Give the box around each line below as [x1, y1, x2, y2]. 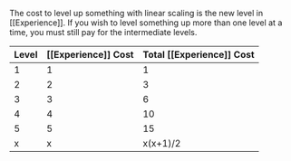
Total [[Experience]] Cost [142, 49, 256, 61]
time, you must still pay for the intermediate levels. [9, 27, 198, 37]
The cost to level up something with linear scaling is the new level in [9, 8, 264, 18]
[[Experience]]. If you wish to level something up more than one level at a [9, 17, 283, 28]
